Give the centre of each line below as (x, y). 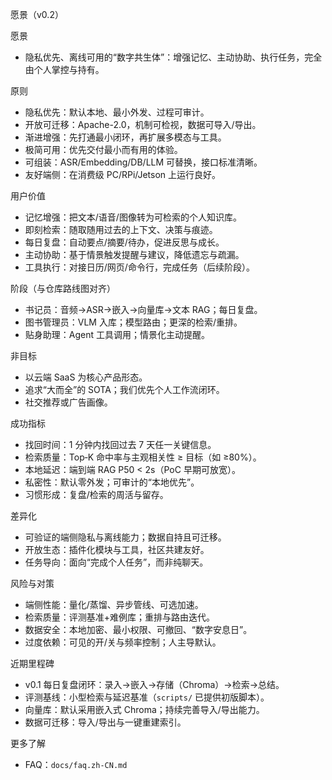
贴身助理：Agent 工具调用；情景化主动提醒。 (117, 334)
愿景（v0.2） (37, 14)
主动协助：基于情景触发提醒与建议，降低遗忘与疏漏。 (134, 254)
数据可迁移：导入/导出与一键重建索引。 (105, 722)
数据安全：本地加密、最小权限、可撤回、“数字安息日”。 (138, 629)
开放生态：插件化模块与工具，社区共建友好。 (117, 549)
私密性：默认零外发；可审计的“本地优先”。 (112, 482)
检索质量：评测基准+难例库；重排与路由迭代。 (120, 617)
